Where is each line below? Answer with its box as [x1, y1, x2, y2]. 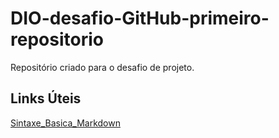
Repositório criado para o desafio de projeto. [10, 61, 195, 73]
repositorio [10, 28, 104, 51]
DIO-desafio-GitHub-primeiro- [10, 7, 270, 30]
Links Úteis [10, 90, 82, 107]
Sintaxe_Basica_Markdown [10, 117, 121, 129]
